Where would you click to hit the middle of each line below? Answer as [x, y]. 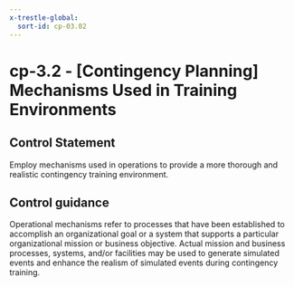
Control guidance [60, 202]
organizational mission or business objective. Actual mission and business [147, 244]
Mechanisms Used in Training [123, 90]
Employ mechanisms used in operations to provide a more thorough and [144, 165]
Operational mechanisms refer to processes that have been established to [147, 225]
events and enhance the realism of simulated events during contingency [144, 263]
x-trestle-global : [44, 18]
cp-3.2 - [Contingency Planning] [134, 71]
